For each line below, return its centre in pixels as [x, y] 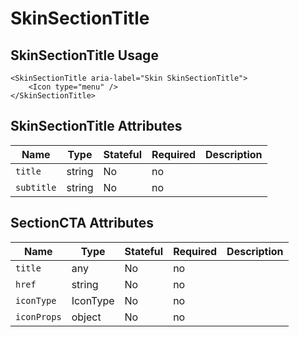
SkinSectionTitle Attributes [96, 126]
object [86, 317]
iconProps [38, 316]
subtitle [36, 187]
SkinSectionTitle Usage [84, 55]
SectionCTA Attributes [82, 223]
